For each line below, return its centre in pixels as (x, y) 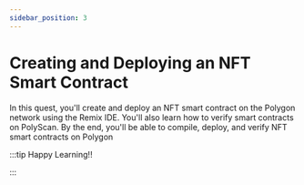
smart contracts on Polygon (61, 137)
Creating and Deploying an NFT (130, 62)
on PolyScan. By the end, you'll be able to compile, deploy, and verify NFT (149, 127)
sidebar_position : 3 (49, 18)
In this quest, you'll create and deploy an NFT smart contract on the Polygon (152, 108)
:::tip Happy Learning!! (51, 154)
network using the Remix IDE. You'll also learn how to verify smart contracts (152, 117)
